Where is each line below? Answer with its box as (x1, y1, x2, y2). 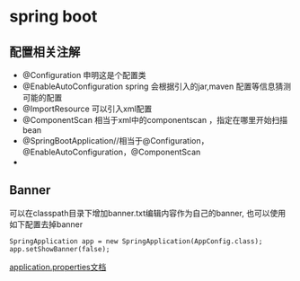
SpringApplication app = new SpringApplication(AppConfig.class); (9, 236, 263, 246)
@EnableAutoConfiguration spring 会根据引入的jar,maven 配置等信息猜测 (22, 81, 292, 92)
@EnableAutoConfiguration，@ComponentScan (22, 146, 201, 157)
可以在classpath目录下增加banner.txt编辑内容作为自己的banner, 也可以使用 (9, 207, 286, 218)
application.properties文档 (9, 261, 107, 272)
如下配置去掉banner (9, 218, 84, 230)
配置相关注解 (9, 44, 81, 59)
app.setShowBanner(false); (9, 244, 110, 253)
